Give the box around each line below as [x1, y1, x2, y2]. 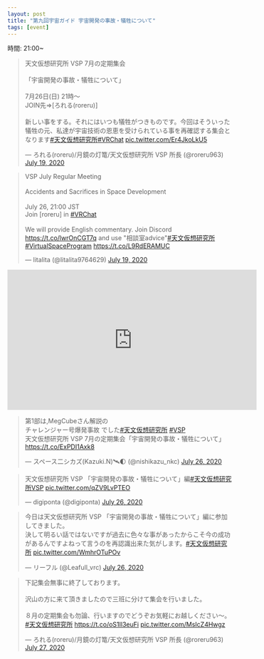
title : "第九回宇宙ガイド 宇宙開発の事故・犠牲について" [7, 17, 156, 24]
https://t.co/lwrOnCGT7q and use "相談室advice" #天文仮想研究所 [24, 234, 216, 242]
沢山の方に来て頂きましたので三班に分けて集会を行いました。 [24, 595, 206, 603]
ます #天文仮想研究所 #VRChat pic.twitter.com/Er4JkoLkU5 [37, 135, 208, 144]
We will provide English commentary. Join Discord [24, 225, 172, 234]
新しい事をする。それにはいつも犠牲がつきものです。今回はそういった [24, 118, 231, 126]
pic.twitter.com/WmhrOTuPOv [33, 548, 121, 556]
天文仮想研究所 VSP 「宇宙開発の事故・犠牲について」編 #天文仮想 [24, 474, 219, 483]
